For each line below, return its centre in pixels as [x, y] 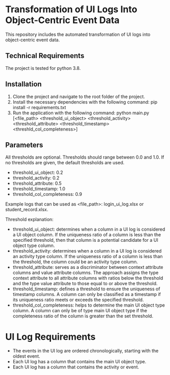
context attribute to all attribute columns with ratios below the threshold [88, 278]
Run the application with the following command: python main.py [81, 113]
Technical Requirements [45, 56]
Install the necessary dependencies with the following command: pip [85, 102]
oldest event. [26, 356]
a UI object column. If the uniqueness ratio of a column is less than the [87, 235]
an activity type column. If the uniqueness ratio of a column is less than [88, 257]
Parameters [24, 145]
